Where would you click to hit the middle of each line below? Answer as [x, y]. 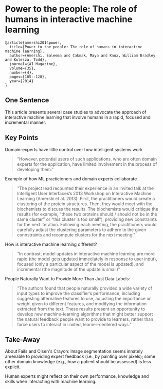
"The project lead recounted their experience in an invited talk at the [85, 188]
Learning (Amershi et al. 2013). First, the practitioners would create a [86, 198]
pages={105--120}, [28, 77]
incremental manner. [26, 122]
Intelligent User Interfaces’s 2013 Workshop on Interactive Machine [84, 193]
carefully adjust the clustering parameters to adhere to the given [81, 230]
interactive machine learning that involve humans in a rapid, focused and [78, 117]
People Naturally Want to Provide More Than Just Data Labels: [68, 278]
